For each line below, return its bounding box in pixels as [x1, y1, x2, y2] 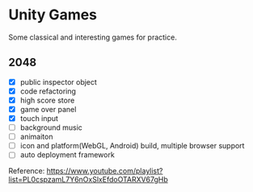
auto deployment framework [19, 150, 115, 160]
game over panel [19, 104, 77, 114]
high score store [19, 95, 75, 105]
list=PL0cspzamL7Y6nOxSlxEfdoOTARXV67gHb [8, 175, 168, 185]
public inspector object [19, 77, 97, 86]
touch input [19, 114, 59, 123]
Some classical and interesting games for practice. [8, 32, 178, 42]
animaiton [19, 131, 53, 142]
